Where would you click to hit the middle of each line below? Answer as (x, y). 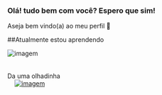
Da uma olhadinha (34, 76)
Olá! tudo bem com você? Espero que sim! (82, 11)
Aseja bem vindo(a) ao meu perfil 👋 (59, 26)
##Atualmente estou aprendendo (56, 40)
